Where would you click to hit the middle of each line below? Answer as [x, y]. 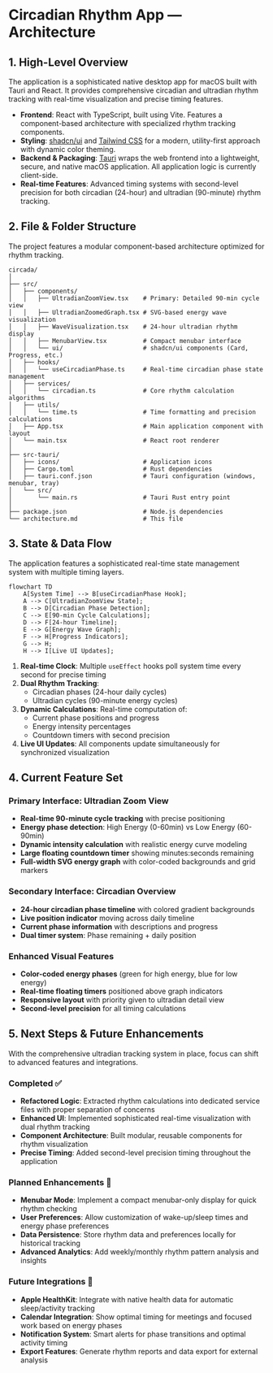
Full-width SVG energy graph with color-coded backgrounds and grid [138, 862]
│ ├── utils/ [34, 405]
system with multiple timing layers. [66, 571]
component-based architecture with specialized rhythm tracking [128, 123]
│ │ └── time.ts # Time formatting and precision [132, 412]
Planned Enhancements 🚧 [60, 1182]
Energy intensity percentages [82, 726]
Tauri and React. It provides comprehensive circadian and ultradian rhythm [133, 90]
